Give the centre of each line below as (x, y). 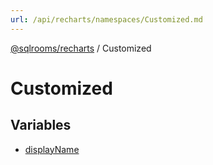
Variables (41, 125)
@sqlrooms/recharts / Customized (81, 48)
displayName (52, 149)
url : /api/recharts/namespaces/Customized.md (106, 19)
